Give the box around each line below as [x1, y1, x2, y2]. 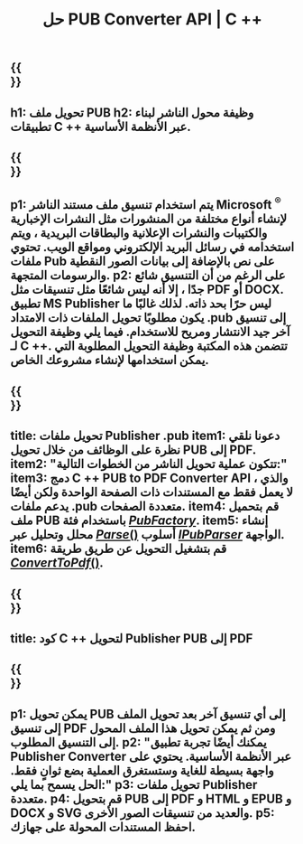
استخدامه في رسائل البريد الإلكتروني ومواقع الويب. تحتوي [10, 239, 295, 255]
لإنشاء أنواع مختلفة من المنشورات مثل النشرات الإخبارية [10, 211, 288, 227]
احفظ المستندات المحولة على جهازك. [10, 819, 197, 835]
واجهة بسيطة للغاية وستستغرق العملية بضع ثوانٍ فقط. [10, 763, 274, 778]
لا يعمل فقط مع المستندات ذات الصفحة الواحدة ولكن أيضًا [10, 484, 294, 501]
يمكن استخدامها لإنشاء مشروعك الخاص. [10, 352, 210, 368]
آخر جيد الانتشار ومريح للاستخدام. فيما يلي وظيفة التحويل [10, 324, 290, 340]
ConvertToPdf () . [10, 556, 105, 571]
